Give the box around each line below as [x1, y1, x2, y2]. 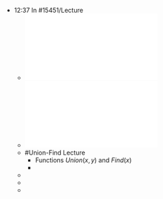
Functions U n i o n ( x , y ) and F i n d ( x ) [35, 156, 132, 164]
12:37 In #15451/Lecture [13, 6, 83, 14]
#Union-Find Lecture [24, 148, 86, 157]
